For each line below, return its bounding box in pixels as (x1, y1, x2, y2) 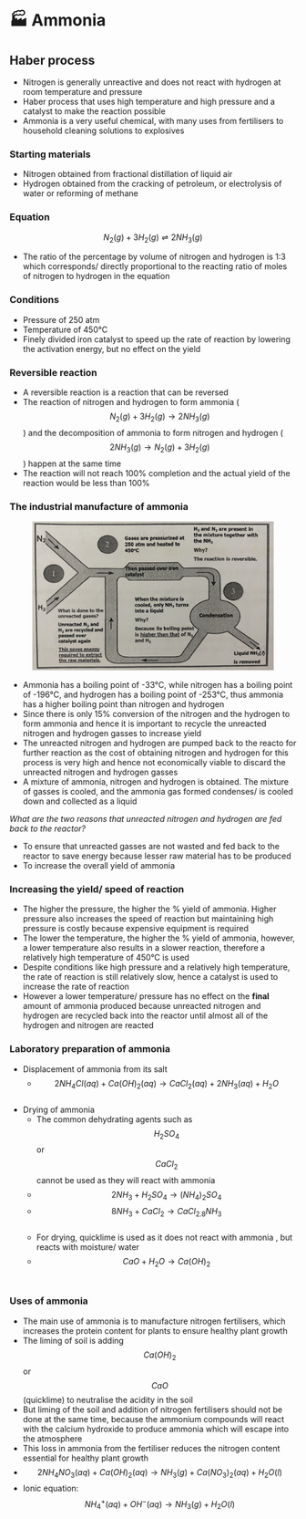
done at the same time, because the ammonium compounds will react (22, 1413, 285, 1424)
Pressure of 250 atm (22, 314, 100, 325)
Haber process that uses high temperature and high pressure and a (22, 96, 276, 107)
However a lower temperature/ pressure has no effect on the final (22, 991, 270, 1002)
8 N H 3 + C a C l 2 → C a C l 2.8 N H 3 (111, 1205, 222, 1219)
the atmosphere (22, 1432, 83, 1444)
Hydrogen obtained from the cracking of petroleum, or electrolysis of (22, 178, 282, 190)
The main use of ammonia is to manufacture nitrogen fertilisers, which (22, 1316, 286, 1327)
